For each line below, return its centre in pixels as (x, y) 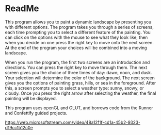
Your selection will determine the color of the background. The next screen (80, 78)
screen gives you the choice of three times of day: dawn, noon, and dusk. (79, 72)
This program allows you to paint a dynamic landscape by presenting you (78, 22)
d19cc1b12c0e (19, 127)
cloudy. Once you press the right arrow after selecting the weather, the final (80, 93)
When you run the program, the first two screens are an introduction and (78, 62)
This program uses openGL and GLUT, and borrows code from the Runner (79, 108)
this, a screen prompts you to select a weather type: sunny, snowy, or (74, 88)
